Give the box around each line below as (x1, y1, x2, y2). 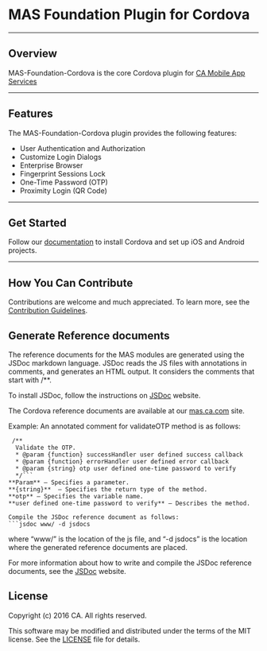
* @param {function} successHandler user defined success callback (15, 451, 244, 459)
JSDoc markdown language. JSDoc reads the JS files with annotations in (8, 358, 248, 367)
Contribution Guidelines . (8, 306, 88, 316)
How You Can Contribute (8, 276, 133, 289)
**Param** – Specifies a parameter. (8, 479, 130, 486)
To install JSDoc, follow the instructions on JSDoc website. (8, 391, 201, 400)
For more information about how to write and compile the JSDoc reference (8, 558, 253, 568)
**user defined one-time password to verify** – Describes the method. (8, 499, 250, 507)
